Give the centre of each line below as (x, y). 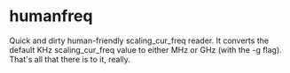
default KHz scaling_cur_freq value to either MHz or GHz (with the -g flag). (145, 49)
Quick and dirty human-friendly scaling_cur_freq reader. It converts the (139, 40)
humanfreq (51, 16)
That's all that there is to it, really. (70, 59)
